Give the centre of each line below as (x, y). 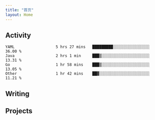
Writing (17, 94)
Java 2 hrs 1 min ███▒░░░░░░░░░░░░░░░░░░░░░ (77, 56)
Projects (19, 111)
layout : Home (19, 15)
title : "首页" (20, 10)
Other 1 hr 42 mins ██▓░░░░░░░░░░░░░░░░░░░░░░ (77, 74)
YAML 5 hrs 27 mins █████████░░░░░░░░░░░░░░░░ (77, 47)
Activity (18, 35)
